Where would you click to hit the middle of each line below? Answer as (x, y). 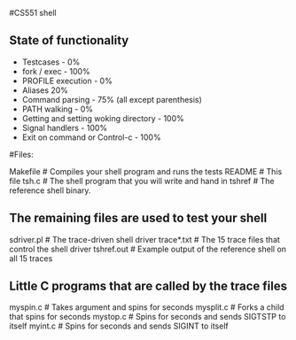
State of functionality (69, 40)
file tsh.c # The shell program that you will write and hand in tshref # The (142, 181)
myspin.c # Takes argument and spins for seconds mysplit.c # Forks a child (147, 307)
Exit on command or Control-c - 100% (91, 137)
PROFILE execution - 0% (67, 81)
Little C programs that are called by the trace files (148, 286)
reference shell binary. (50, 190)
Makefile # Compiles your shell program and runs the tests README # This (146, 171)
